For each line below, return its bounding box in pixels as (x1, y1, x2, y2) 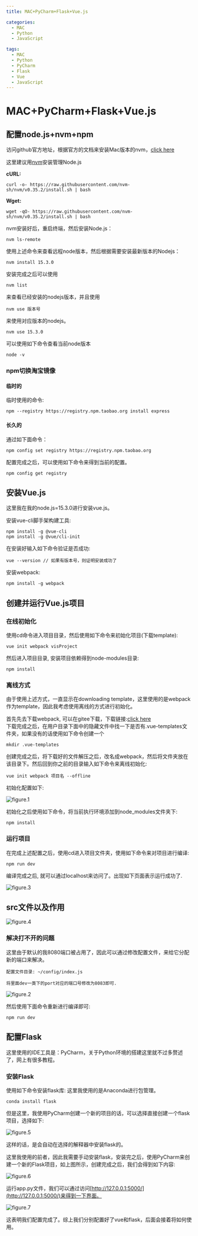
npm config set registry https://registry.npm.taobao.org (6, 447, 151, 454)
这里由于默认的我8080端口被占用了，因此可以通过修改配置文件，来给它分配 (6, 949, 190, 956)
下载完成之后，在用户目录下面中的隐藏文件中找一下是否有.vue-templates (6, 723, 183, 730)
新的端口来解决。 (6, 956, 48, 963)
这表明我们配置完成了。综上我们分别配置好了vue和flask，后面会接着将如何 (6, 1216, 187, 1223)
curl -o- (6, 182, 28, 188)
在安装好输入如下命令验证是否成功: (6, 545, 91, 552)
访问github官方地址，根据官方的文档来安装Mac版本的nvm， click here (6, 146, 175, 153)
